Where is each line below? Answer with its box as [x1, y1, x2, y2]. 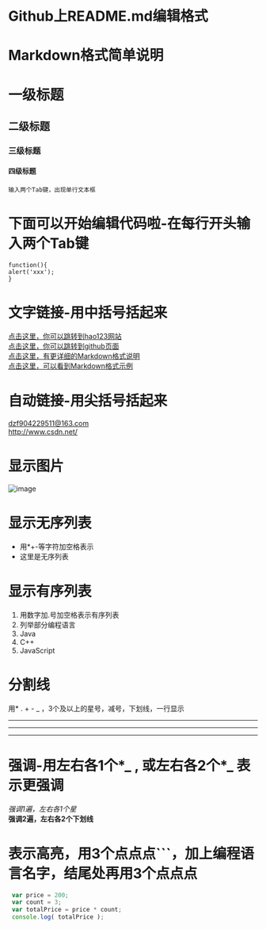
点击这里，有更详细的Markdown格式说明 [8, 351, 140, 360]
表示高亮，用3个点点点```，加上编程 [8, 844, 241, 862]
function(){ [8, 261, 47, 269]
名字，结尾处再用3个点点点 [22, 864, 198, 882]
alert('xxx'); [8, 268, 55, 276]
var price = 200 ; [11, 891, 69, 899]
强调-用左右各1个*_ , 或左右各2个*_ [8, 756, 234, 775]
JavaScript [19, 645, 55, 655]
